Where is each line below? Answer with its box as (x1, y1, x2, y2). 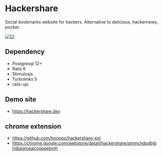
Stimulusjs (12, 71, 33, 77)
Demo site (5, 95, 36, 104)
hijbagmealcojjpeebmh (12, 145, 58, 151)
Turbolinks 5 (12, 76, 37, 82)
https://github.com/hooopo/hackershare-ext (12, 135, 101, 141)
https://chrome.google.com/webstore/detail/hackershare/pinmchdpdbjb (12, 140, 157, 146)
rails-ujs (12, 81, 29, 87)
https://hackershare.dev (12, 108, 61, 114)
